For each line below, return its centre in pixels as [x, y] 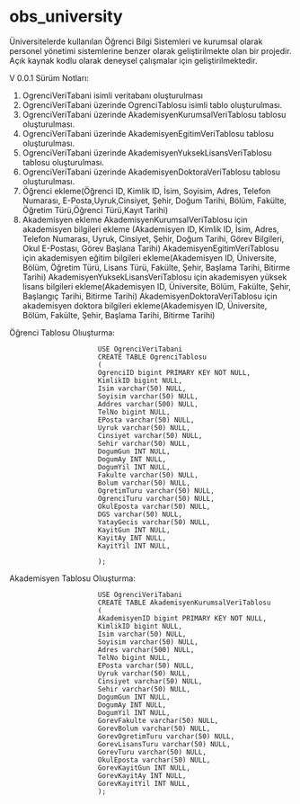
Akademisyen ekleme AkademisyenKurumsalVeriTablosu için [135, 219]
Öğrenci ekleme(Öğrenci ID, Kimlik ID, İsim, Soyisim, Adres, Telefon [146, 191]
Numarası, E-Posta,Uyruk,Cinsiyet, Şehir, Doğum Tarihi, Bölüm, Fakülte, [154, 201]
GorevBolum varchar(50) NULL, [154, 728]
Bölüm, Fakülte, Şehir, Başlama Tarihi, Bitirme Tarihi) [119, 315]
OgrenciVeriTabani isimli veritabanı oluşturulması [113, 95]
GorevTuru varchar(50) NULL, [152, 752]
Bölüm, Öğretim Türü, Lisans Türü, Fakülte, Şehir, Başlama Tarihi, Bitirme [156, 267]
